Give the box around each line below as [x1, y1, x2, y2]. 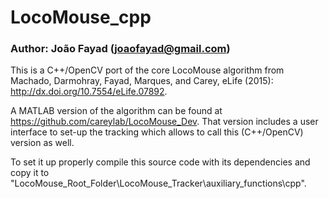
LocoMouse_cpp [10, 6, 152, 29]
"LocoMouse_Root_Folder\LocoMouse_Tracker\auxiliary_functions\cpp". [10, 177, 307, 190]
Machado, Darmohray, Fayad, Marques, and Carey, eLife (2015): [10, 75, 274, 87]
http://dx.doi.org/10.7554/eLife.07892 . [10, 86, 168, 98]
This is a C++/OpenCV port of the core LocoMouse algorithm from [10, 64, 285, 76]
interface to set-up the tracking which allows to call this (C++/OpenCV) [10, 126, 304, 138]
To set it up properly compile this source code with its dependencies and [10, 156, 311, 168]
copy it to [10, 167, 50, 179]
